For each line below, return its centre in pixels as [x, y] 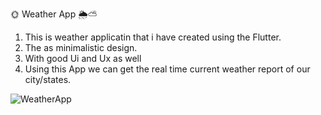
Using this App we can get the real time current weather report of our [167, 69]
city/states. [48, 79]
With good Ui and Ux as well [83, 58]
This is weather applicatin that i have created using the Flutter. [153, 37]
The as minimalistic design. [81, 47]
